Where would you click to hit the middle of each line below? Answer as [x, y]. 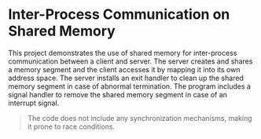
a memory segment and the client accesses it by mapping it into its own [124, 69]
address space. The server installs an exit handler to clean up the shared [126, 78]
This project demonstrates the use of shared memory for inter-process [123, 53]
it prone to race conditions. [71, 126]
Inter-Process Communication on [119, 15]
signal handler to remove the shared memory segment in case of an [118, 94]
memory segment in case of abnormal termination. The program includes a [130, 86]
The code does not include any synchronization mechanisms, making [140, 118]
